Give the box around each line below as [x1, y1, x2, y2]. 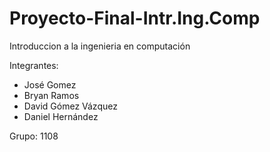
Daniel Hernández [23, 110, 99, 122]
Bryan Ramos [23, 89, 80, 101]
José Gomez [23, 78, 77, 91]
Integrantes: [9, 59, 59, 71]
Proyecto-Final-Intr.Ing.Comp [9, 7, 261, 30]
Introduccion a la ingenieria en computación [9, 40, 191, 52]
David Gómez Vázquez [23, 100, 118, 112]
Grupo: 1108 [9, 130, 59, 142]
